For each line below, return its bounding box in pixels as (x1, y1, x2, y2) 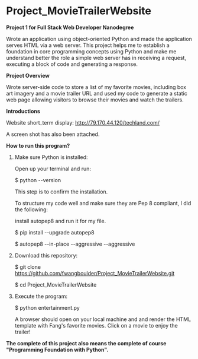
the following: (14, 206, 48, 213)
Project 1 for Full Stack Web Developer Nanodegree (6, 24, 134, 31)
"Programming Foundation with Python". (6, 346, 109, 353)
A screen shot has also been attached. (6, 131, 100, 138)
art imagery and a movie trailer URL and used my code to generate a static (6, 90, 187, 97)
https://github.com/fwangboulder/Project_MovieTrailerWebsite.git (14, 269, 175, 277)
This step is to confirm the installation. (14, 188, 108, 195)
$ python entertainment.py (14, 304, 80, 311)
